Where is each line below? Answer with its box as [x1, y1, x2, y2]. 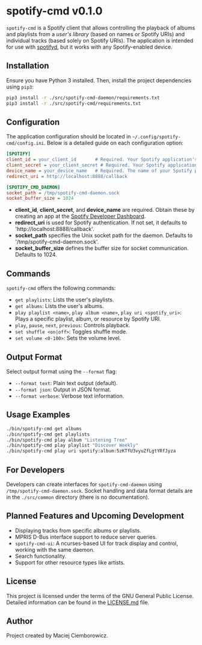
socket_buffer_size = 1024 [6, 196, 74, 202]
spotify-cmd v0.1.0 [6, 4, 103, 18]
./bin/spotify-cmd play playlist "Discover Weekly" [6, 442, 138, 449]
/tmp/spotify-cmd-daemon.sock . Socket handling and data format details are [6, 487, 193, 494]
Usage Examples [6, 410, 70, 420]
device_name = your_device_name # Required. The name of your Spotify [6, 167, 192, 174]
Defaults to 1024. [14, 251, 57, 258]
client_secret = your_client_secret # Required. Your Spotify [6, 162, 165, 168]
